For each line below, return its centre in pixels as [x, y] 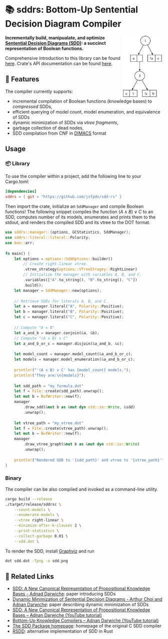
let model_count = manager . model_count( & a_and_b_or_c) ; [74, 354]
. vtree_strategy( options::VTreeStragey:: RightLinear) [80, 269]
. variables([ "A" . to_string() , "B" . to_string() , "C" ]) [80, 280]
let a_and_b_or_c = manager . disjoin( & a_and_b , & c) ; [69, 344]
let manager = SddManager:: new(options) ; [58, 290]
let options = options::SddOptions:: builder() [63, 259]
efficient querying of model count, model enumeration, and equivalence [86, 112]
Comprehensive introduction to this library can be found [63, 58]
